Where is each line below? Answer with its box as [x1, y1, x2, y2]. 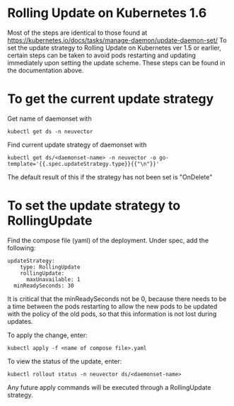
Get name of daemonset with [7, 114, 92, 123]
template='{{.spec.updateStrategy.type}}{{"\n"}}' [7, 160, 160, 167]
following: [7, 243, 36, 252]
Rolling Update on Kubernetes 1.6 [7, 5, 207, 21]
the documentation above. [7, 66, 84, 74]
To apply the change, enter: [7, 331, 88, 339]
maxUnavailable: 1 [25, 276, 81, 283]
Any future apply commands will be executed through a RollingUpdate [7, 383, 211, 391]
